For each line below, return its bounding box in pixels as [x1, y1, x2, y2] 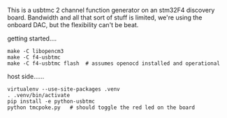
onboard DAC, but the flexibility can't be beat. [7, 21, 139, 29]
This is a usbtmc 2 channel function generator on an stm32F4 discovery [7, 6, 215, 14]
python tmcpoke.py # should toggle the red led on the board [7, 104, 196, 111]
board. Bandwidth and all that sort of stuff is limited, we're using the [7, 13, 203, 22]
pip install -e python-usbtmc [7, 98, 96, 105]
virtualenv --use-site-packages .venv [7, 86, 120, 93]
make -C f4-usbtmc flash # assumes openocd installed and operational [7, 60, 220, 67]
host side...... [7, 73, 45, 80]
